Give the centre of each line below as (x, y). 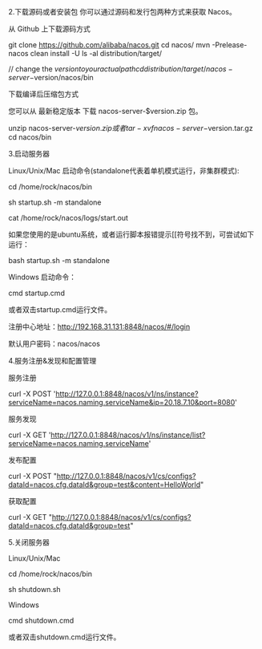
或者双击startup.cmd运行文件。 (60, 310)
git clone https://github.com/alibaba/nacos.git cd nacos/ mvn (109, 45)
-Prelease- (230, 45)
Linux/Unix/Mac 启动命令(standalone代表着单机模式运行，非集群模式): (124, 170)
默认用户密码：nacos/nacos (54, 344)
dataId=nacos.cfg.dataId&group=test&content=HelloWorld (105, 485)
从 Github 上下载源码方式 (49, 29)
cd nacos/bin (30, 137)
